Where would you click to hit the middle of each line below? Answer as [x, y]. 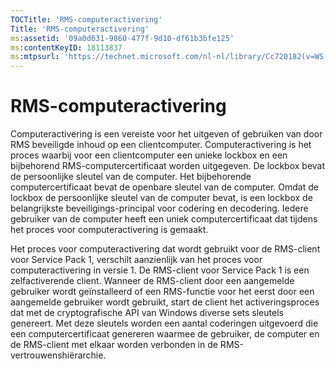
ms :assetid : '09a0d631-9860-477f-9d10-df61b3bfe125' [122, 38]
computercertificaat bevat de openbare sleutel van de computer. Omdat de [164, 187]
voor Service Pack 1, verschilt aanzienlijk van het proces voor [136, 260]
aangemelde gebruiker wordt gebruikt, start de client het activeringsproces [165, 302]
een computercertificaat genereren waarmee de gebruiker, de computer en [165, 334]
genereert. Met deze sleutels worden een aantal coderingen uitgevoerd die [164, 323]
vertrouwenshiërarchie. [58, 355]
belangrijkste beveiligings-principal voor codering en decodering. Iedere [159, 208]
